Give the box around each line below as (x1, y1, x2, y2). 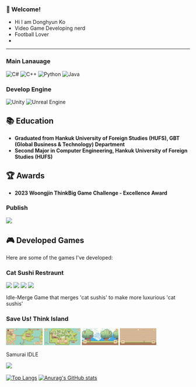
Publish (6, 204, 28, 212)
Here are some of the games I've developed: (6, 254, 113, 261)
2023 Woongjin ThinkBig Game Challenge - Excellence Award (14, 189, 167, 196)
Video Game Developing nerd (14, 25, 86, 32)
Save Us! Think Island (6, 315, 69, 323)
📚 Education (6, 116, 54, 126)
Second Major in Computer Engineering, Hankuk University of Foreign (14, 147, 188, 154)
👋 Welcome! (6, 5, 41, 13)
